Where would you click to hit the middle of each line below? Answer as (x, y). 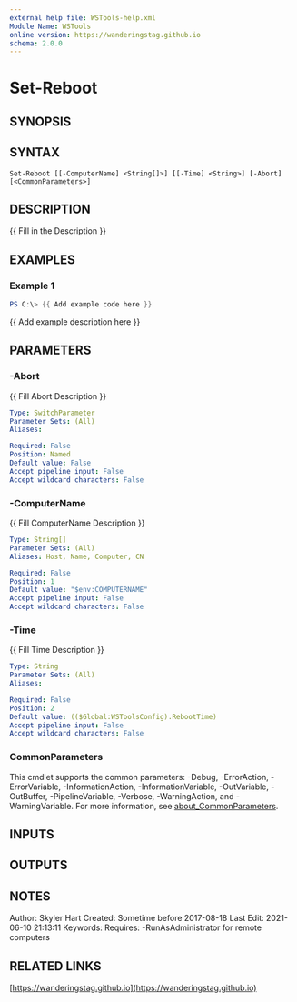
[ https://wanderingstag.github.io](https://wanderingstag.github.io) (133, 988)
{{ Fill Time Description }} (57, 650)
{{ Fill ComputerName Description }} (77, 523)
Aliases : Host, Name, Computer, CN (77, 556)
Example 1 (32, 286)
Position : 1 (32, 581)
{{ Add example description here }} (75, 322)
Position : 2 (32, 708)
